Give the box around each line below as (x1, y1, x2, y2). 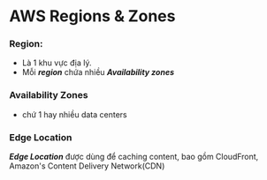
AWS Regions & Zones (9, 6, 176, 26)
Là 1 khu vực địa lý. (21, 57, 92, 68)
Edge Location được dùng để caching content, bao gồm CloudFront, (9, 152, 259, 162)
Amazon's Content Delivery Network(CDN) (9, 161, 165, 171)
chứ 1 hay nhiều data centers (21, 109, 127, 120)
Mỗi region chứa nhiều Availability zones (21, 67, 175, 78)
